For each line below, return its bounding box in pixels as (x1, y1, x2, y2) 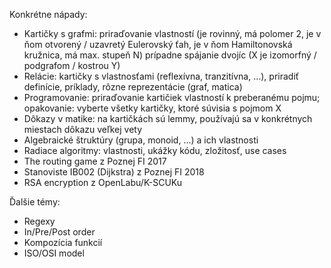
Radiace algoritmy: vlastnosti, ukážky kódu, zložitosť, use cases (23, 145, 287, 156)
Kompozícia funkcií (23, 237, 103, 248)
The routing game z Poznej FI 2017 (23, 155, 167, 167)
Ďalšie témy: (9, 196, 61, 208)
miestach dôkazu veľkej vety (23, 124, 143, 135)
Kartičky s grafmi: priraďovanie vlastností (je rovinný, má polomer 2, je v (23, 28, 322, 39)
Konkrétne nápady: (9, 9, 88, 20)
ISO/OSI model (23, 247, 85, 259)
